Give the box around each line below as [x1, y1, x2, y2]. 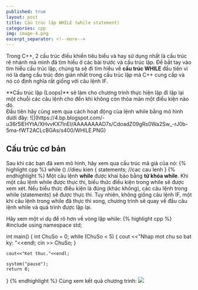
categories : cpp [6, 25, 46, 31]
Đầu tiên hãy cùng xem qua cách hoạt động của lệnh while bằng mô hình [6, 108, 183, 115]
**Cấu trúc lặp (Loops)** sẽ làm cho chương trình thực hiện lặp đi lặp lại [6, 89, 184, 96]
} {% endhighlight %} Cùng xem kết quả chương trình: [6, 277, 137, 284]
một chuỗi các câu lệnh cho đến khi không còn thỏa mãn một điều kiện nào [6, 95, 189, 102]
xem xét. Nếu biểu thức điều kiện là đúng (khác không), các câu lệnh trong [6, 185, 187, 192]
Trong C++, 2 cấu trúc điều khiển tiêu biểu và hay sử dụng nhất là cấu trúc [6, 53, 187, 59]
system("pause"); [6, 261, 49, 267]
